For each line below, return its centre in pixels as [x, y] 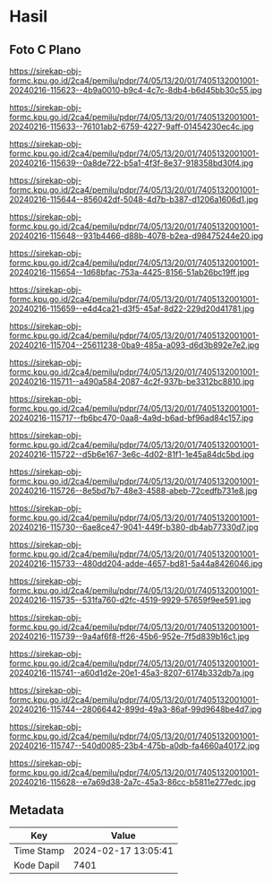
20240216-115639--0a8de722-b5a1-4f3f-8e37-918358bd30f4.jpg [132, 163]
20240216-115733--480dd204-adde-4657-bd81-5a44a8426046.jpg [136, 563]
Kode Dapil [37, 865]
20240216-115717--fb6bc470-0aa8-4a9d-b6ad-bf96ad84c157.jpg [131, 418]
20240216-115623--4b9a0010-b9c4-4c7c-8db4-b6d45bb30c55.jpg [136, 90]
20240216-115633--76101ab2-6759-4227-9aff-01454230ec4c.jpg [132, 126]
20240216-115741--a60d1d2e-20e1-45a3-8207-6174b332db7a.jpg [132, 673]
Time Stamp [39, 851]
